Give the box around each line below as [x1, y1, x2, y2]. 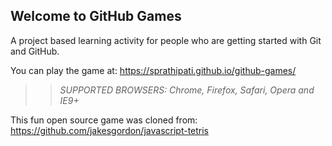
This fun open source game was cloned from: [10, 114, 198, 126]
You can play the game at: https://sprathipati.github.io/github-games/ [10, 64, 297, 76]
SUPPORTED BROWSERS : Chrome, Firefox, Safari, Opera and [59, 84, 315, 96]
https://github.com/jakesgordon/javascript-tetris [10, 124, 210, 136]
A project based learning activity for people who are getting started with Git [10, 34, 322, 46]
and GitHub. [10, 45, 60, 57]
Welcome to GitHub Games [10, 8, 182, 25]
